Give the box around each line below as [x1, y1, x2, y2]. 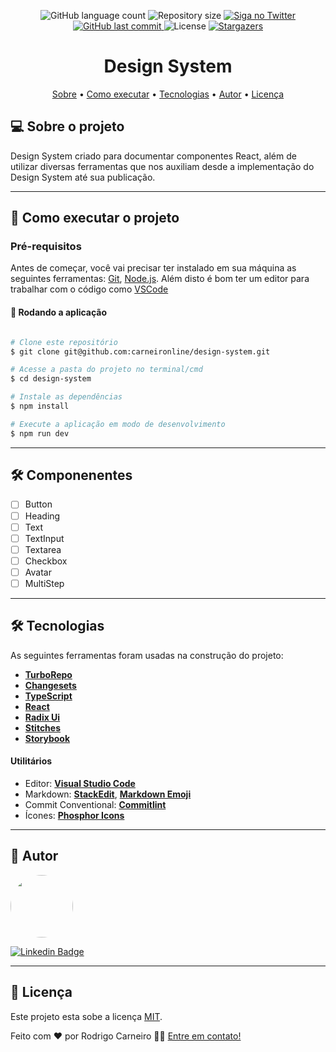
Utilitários [10, 755, 53, 767]
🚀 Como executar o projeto [10, 210, 180, 227]
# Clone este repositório [10, 337, 118, 347]
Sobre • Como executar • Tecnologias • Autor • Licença [51, 88, 285, 100]
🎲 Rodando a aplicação [10, 306, 108, 319]
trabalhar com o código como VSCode [10, 283, 169, 295]
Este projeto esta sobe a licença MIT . [10, 1010, 163, 1022]
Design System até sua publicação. [10, 171, 156, 183]
